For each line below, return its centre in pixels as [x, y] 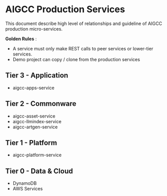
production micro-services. [34, 29]
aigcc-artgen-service [35, 127]
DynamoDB [25, 183]
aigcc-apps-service [33, 88]
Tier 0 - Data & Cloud [39, 171]
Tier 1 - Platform [31, 143]
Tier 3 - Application [37, 76]
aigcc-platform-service [37, 155]
